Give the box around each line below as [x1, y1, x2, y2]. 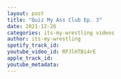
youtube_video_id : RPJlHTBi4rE [7, 49, 96, 56]
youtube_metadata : [7, 61, 59, 68]
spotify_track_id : [7, 42, 59, 49]
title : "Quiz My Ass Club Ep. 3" [7, 16, 103, 23]
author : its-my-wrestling [7, 36, 81, 43]
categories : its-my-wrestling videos [7, 29, 115, 36]
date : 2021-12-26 [7, 23, 57, 30]
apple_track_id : [7, 55, 53, 62]
